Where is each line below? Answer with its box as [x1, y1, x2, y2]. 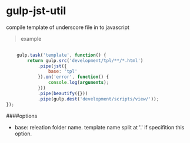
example [20, 35, 42, 42]
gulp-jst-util [6, 4, 66, 18]
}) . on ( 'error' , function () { [37, 74, 109, 80]
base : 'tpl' [48, 69, 78, 74]
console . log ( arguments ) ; [48, 80, 109, 86]
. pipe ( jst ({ [37, 63, 67, 69]
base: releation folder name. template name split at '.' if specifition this [14, 123, 185, 131]
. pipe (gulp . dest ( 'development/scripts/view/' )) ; [37, 96, 159, 102]
